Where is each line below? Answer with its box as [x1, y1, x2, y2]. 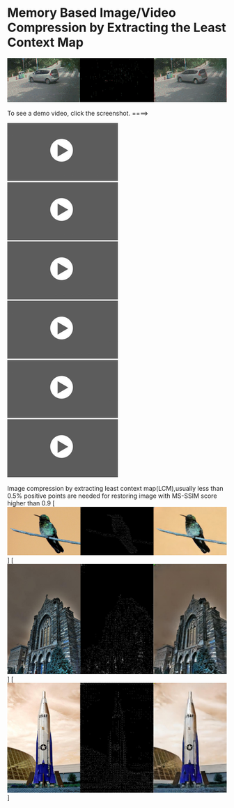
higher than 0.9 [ [7, 498, 55, 507]
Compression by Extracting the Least [7, 20, 226, 36]
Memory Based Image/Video [7, 5, 176, 21]
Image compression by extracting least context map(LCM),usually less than [7, 484, 224, 492]
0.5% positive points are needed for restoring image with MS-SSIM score [7, 491, 217, 500]
